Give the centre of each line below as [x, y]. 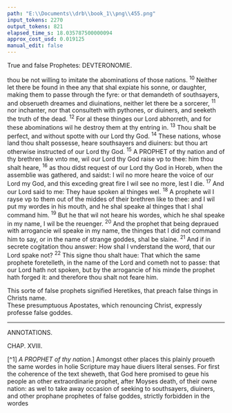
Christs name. [27, 298]
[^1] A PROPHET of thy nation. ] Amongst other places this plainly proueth [111, 359]
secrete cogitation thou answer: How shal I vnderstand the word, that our [111, 247]
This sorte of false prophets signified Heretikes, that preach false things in [113, 290]
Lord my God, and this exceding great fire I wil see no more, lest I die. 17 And [116, 182]
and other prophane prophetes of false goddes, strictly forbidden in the [109, 396]
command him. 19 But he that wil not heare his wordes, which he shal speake [116, 214]
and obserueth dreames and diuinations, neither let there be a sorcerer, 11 [112, 102]
